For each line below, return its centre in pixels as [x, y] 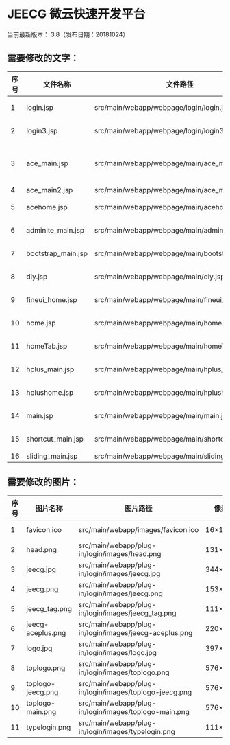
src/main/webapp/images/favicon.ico [139, 529]
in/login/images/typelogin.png [127, 731]
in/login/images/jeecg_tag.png [127, 613]
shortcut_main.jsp [55, 439]
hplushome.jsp [50, 392]
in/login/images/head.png [120, 553]
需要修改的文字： [43, 58]
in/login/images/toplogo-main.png [134, 711]
